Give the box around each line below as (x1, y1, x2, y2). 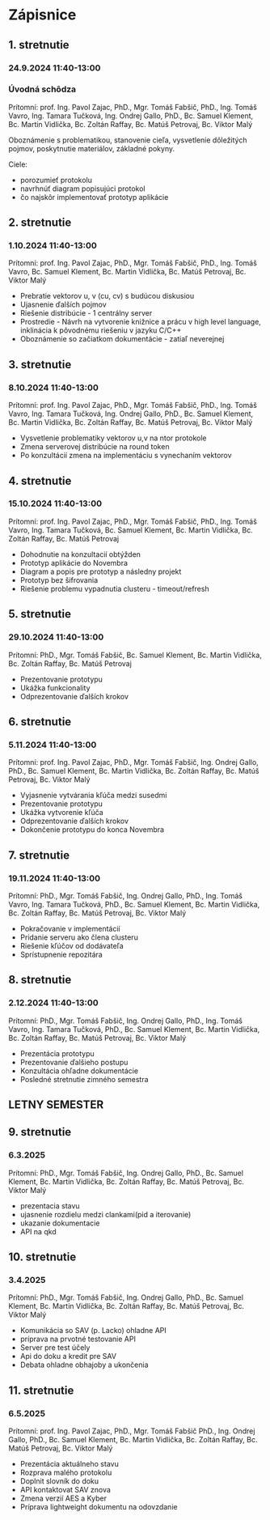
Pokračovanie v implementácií (19, 923, 120, 933)
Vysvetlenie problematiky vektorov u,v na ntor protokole (19, 433, 207, 443)
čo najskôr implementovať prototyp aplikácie (19, 192, 169, 202)
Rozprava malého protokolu (19, 1467, 112, 1478)
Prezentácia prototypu (19, 1048, 95, 1058)
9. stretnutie (8, 1125, 72, 1139)
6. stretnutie (8, 715, 72, 728)
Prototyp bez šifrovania (19, 575, 99, 584)
